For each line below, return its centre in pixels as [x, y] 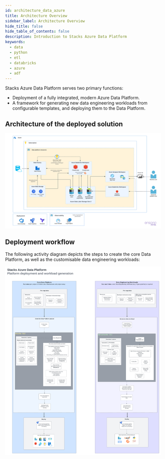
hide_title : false [24, 26]
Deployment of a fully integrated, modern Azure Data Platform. [76, 98]
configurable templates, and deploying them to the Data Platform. [79, 108]
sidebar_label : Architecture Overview [45, 21]
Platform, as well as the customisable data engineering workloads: [73, 259]
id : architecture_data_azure [35, 10]
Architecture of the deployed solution [64, 124]
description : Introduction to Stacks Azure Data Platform [66, 37]
